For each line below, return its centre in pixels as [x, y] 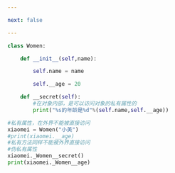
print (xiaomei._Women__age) [49, 162]
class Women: [27, 46]
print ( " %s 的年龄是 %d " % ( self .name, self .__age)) [101, 110]
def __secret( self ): [51, 97]
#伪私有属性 [22, 150]
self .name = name [58, 72]
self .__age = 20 [57, 84]
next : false [25, 20]
